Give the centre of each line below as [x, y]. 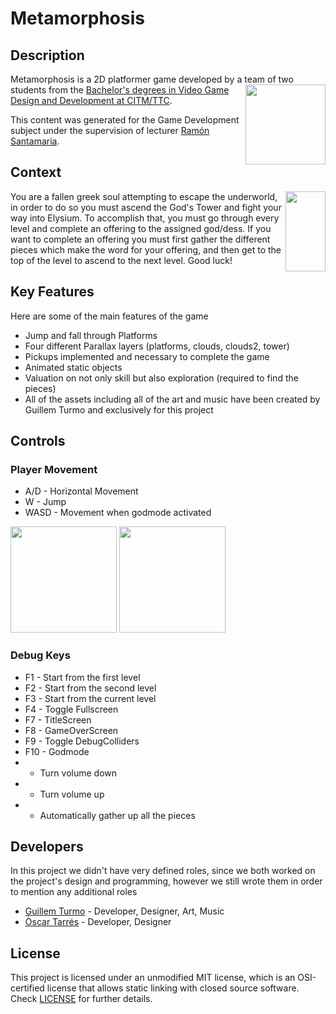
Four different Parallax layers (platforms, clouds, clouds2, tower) [157, 346]
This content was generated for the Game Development [125, 120]
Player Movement [54, 469]
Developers [47, 846]
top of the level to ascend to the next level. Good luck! [121, 260]
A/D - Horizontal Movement [81, 491]
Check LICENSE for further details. [81, 999]
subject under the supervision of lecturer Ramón [110, 130]
